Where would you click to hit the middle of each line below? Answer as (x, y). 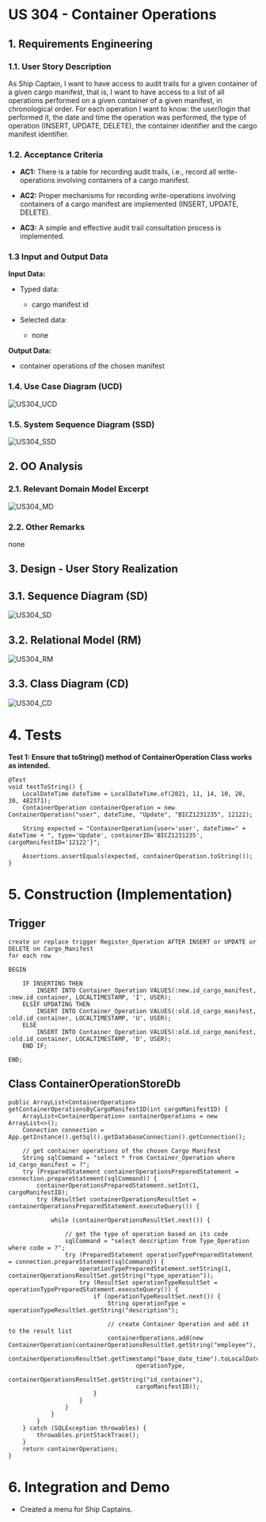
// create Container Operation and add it (178, 1324)
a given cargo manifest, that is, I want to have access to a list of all (116, 92)
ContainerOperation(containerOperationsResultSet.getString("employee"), (133, 1345)
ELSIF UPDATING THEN (56, 1004)
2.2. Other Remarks (47, 527)
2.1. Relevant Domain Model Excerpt (78, 489)
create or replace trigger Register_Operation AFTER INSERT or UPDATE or (133, 942)
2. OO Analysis (46, 466)
